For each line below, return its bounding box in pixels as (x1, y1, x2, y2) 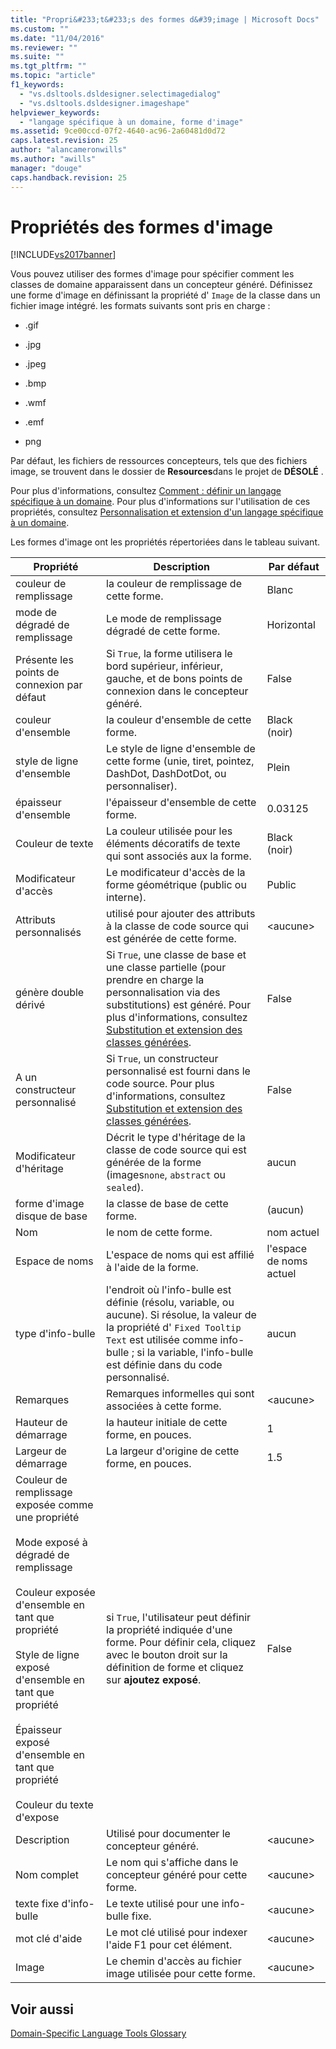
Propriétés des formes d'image (10, 216, 273, 238)
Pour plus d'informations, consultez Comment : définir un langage (10, 485, 282, 497)
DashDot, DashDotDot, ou (106, 767, 227, 781)
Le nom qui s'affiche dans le (106, 1856, 239, 1870)
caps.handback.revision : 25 (10, 172, 128, 183)
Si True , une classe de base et (106, 948, 247, 962)
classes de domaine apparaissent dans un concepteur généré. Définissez (10, 279, 313, 291)
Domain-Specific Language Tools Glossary (10, 2027, 187, 2040)
